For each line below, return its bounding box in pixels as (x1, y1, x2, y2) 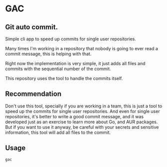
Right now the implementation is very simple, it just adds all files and (5, 61, 146, 66)
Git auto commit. (5, 23, 58, 31)
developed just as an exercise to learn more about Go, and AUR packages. (5, 119, 158, 125)
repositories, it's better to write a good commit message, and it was (5, 113, 144, 119)
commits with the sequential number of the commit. (5, 66, 111, 72)
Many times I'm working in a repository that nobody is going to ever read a (5, 46, 159, 51)
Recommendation (5, 90, 61, 98)
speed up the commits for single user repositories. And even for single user (5, 108, 161, 114)
